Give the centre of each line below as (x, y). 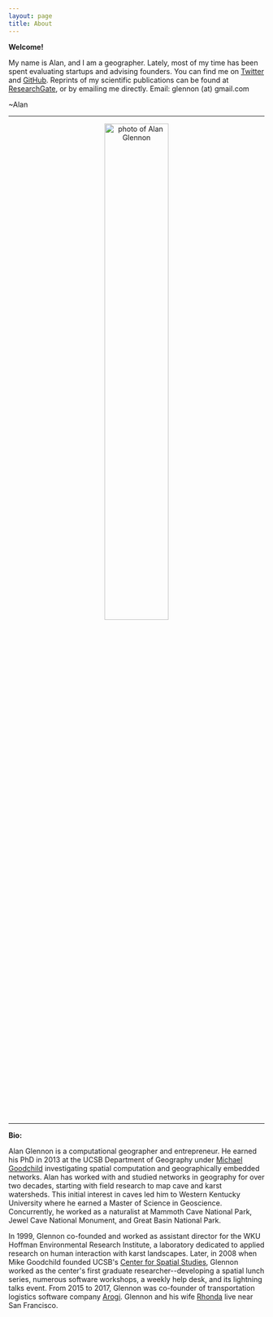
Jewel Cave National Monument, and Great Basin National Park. (115, 1220)
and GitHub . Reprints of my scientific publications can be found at (119, 80)
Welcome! (26, 46)
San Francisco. (33, 1305)
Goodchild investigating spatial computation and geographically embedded (134, 1168)
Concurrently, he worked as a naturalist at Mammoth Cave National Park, (130, 1211)
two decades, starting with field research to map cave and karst (115, 1185)
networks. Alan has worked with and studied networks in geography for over (136, 1177)
